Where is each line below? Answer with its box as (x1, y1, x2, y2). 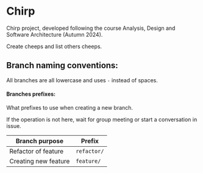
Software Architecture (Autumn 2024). (6, 30, 103, 38)
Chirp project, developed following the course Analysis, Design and (6, 24, 176, 32)
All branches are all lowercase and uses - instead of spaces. (6, 76, 158, 83)
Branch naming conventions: (6, 60, 119, 71)
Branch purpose (15, 136, 64, 145)
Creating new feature (9, 157, 70, 165)
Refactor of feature (9, 147, 64, 155)
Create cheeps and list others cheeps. (6, 43, 102, 50)
